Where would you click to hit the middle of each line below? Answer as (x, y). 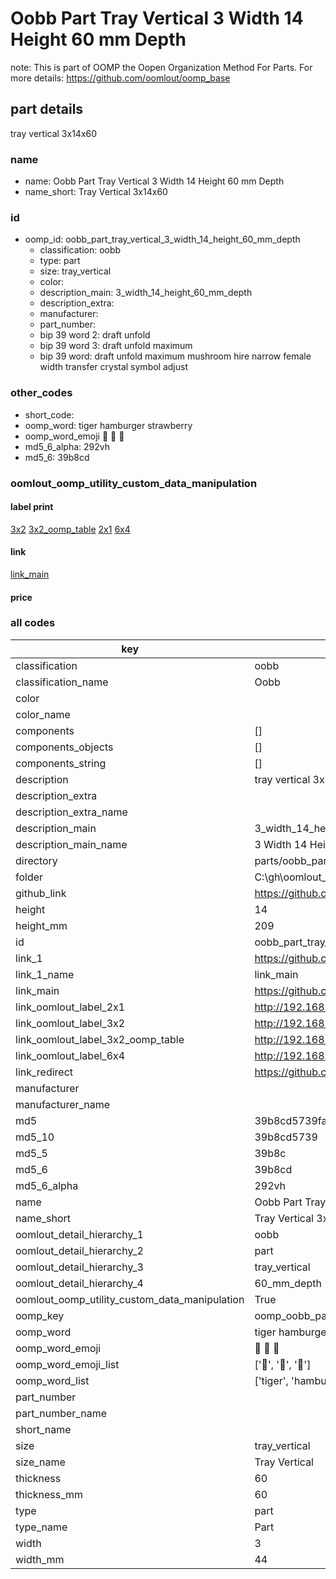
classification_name (62, 682)
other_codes (41, 393)
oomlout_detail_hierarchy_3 (79, 1267)
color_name (43, 714)
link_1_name (45, 974)
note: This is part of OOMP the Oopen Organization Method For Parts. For (161, 67)
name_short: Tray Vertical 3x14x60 (96, 192)
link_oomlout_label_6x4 (70, 1055)
